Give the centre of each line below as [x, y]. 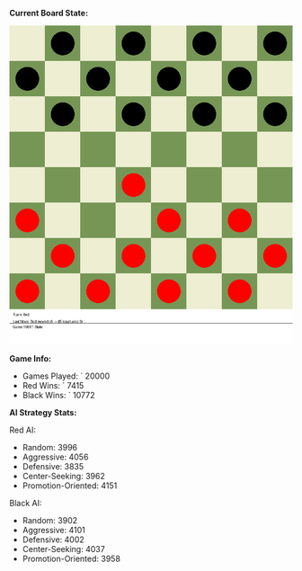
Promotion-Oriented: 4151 [70, 486]
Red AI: [22, 430]
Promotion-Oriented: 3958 [71, 558]
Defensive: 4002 [53, 540]
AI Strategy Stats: [43, 412]
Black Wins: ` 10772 [59, 395]
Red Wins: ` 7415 [53, 385]
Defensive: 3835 [53, 466]
